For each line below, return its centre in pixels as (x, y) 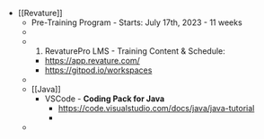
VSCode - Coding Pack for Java (105, 99)
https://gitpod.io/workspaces (98, 70)
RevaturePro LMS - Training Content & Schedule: (135, 51)
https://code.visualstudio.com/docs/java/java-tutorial (156, 108)
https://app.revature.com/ (92, 61)
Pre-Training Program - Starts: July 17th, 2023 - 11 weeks (136, 22)
